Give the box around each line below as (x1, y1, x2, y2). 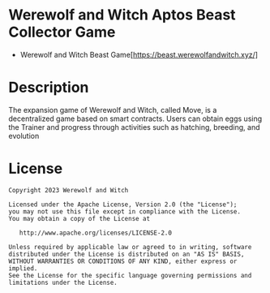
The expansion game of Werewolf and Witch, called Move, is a (8, 105, 217, 114)
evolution (8, 131, 40, 140)
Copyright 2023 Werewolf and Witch (8, 186, 129, 194)
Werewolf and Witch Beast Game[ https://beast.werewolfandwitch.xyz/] (19, 50, 258, 59)
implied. (8, 264, 38, 273)
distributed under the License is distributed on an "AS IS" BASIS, (8, 250, 245, 258)
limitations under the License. (8, 278, 118, 287)
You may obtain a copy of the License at (8, 214, 151, 222)
